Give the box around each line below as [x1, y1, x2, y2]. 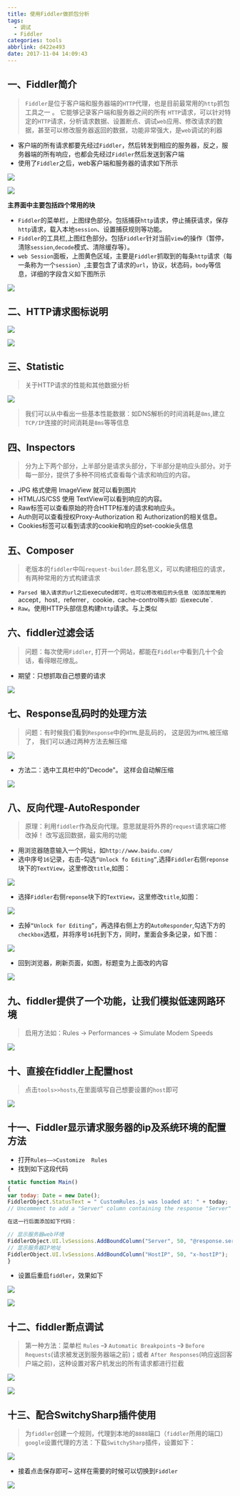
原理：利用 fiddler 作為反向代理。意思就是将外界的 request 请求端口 [24, 822, 221, 831]
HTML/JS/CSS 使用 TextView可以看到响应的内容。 [17, 494, 166, 504]
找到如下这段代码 [17, 1164, 69, 1172]
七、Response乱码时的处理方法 [7, 708, 147, 720]
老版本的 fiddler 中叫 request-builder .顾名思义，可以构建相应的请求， [24, 564, 229, 573]
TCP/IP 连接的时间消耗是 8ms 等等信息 [24, 419, 130, 427]
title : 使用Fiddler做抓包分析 [7, 10, 90, 18]
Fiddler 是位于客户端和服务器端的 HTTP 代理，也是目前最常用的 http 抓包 [24, 99, 230, 107]
